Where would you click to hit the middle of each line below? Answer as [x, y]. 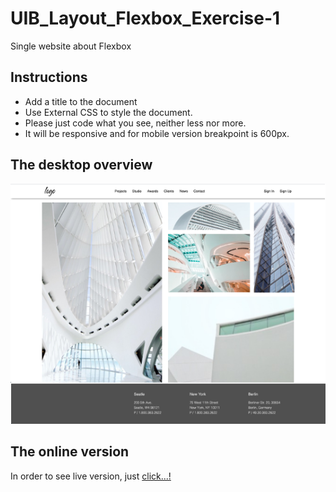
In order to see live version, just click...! [91, 476]
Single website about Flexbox [71, 46]
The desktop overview [81, 165]
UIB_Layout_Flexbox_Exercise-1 [145, 18]
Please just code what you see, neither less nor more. [135, 123]
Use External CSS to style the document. [108, 112]
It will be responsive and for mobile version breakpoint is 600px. [157, 133]
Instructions [49, 77]
